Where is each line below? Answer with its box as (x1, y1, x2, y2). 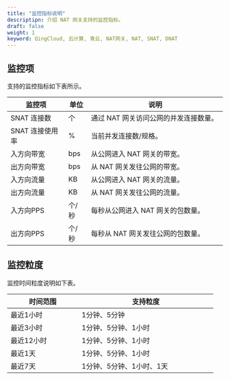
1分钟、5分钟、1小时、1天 (81, 361, 168, 370)
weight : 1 (7, 29, 36, 36)
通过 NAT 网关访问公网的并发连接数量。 (90, 113, 218, 123)
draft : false (7, 23, 44, 29)
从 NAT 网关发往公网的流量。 (90, 188, 184, 197)
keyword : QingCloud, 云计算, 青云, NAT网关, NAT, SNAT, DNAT (7, 36, 178, 42)
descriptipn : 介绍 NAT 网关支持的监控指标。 (7, 16, 124, 23)
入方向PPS (10, 205, 44, 215)
